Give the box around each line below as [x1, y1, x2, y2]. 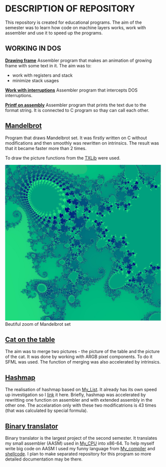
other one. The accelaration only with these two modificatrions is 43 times [5, 402, 157, 409]
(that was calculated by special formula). [5, 408, 88, 414]
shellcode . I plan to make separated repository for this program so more [5, 451, 152, 457]
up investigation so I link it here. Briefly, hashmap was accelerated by [5, 392, 146, 398]
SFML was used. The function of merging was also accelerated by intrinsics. [5, 359, 161, 365]
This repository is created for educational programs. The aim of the [5, 19, 142, 25]
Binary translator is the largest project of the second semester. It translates [5, 435, 157, 441]
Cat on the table [5, 335, 55, 344]
